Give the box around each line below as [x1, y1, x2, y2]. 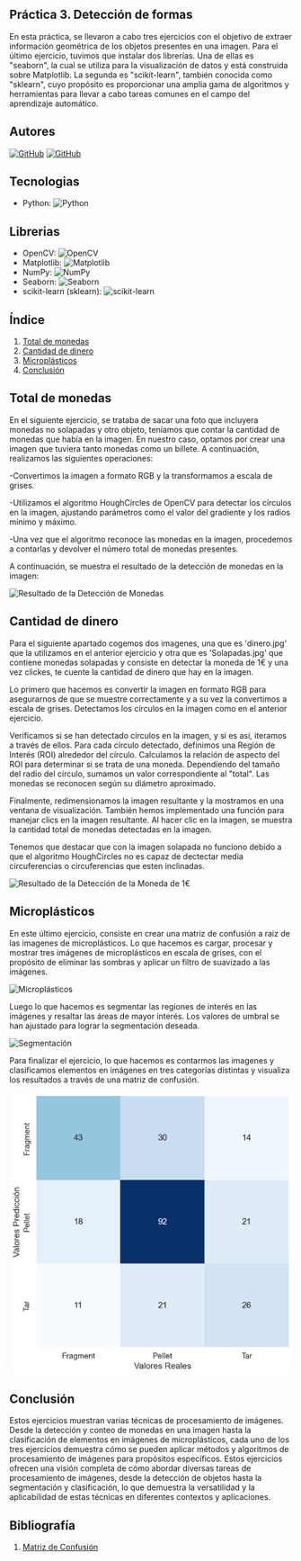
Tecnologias [9, 175, 80, 190]
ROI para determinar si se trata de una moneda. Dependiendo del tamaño [9, 758, 280, 769]
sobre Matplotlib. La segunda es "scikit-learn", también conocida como [9, 69, 272, 80]
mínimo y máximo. [9, 516, 77, 527]
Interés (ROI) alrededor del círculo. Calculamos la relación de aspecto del [9, 749, 280, 759]
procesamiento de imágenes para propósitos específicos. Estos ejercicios [9, 1453, 283, 1465]
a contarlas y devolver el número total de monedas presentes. [9, 543, 239, 554]
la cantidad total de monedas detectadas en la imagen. [9, 823, 213, 835]
